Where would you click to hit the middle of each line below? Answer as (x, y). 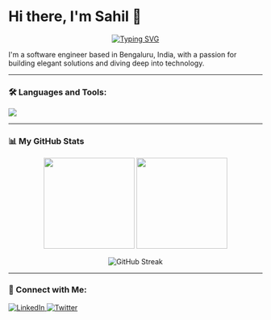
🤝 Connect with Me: (48, 290)
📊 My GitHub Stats (46, 141)
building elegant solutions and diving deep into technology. (106, 63)
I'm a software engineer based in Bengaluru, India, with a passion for (123, 54)
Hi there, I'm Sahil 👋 (75, 17)
